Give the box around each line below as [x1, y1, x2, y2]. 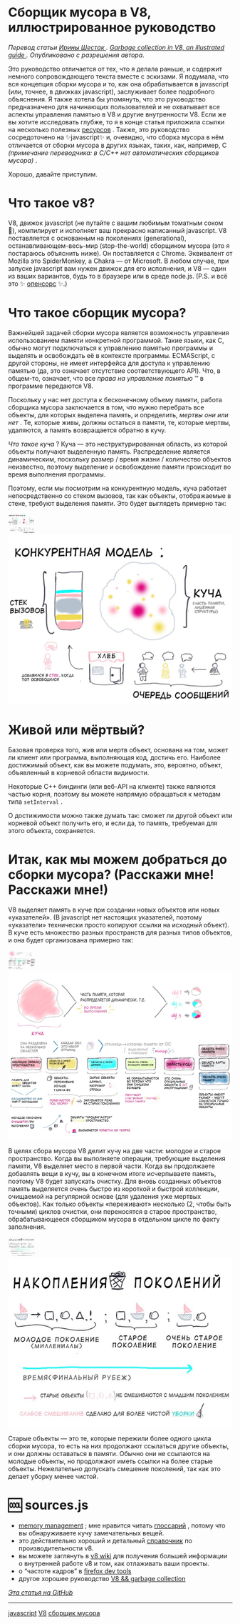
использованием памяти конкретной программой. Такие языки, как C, [8, 336, 224, 344]
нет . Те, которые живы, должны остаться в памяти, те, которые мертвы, [8, 418, 231, 427]
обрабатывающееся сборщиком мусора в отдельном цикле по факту [8, 1215, 220, 1224]
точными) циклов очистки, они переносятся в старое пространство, [8, 1207, 217, 1216]
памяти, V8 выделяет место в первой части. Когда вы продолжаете [8, 1162, 216, 1170]
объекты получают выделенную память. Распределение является [8, 447, 211, 456]
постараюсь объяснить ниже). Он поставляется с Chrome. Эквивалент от [8, 249, 233, 257]
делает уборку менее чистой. [8, 1473, 99, 1481]
